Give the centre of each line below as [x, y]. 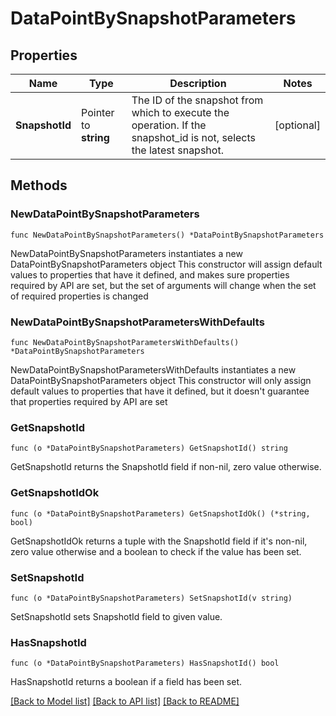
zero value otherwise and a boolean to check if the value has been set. [156, 551]
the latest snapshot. [177, 150]
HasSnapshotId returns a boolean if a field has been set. [126, 682]
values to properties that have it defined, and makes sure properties [150, 274]
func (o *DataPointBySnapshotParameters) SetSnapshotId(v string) [151, 598]
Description [198, 83]
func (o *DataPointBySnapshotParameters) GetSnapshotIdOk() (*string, [160, 513]
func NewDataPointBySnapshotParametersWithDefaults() [125, 342]
